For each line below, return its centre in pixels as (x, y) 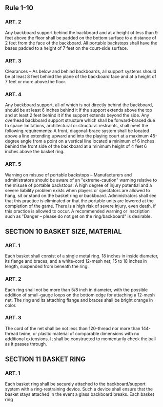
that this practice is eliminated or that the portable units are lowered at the (79, 201)
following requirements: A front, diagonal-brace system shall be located (77, 131)
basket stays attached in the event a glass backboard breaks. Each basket (80, 394)
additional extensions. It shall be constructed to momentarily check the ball (81, 339)
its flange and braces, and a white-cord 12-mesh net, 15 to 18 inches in (76, 261)
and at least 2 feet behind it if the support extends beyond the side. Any (77, 115)
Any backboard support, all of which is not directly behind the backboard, (79, 105)
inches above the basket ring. (35, 152)
